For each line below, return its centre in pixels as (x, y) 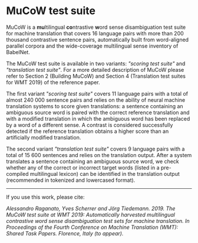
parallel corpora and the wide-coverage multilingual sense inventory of (92, 46)
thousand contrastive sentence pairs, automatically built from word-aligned (98, 39)
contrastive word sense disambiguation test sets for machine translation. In (98, 221)
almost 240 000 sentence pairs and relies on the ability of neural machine (96, 100)
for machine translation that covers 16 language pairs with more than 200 (95, 33)
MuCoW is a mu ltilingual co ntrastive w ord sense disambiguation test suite (96, 27)
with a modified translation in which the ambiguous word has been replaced (98, 118)
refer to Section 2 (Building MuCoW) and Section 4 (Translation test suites (96, 76)
